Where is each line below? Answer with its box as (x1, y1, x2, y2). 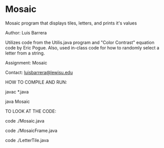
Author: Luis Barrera (5, 29, 47, 35)
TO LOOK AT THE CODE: (5, 108, 57, 114)
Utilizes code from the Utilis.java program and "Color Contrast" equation (5, 39, 154, 45)
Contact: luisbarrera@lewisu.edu (5, 69, 73, 75)
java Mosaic (5, 98, 30, 104)
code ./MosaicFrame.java (5, 127, 58, 133)
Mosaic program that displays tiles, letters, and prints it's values (5, 20, 137, 26)
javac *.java (5, 88, 29, 94)
